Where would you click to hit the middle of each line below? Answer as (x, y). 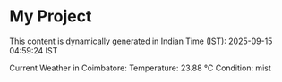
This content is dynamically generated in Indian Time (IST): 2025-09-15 (141, 41)
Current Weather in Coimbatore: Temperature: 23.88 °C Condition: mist (140, 68)
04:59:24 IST (34, 50)
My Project (51, 16)
